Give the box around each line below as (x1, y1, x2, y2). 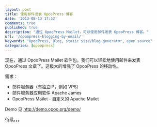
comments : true (5, 20, 36, 26)
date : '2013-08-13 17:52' (5, 16, 57, 21)
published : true (5, 25, 38, 30)
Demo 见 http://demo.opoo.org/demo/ (5, 106, 81, 112)
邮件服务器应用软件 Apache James (12, 90, 82, 95)
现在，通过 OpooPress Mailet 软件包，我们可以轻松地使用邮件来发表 (5, 57, 141, 63)
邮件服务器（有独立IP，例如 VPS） (12, 83, 81, 90)
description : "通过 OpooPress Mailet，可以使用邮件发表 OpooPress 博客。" (5, 30, 149, 34)
